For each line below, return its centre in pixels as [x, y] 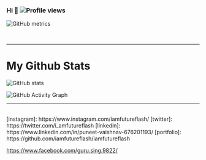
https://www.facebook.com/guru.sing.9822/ [62, 151]
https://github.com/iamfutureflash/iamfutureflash [68, 139]
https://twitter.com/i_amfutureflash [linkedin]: [63, 126]
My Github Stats [48, 66]
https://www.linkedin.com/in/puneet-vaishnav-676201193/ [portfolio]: [94, 132]
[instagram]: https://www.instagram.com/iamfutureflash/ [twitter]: [90, 119]
